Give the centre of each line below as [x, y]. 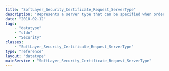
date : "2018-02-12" [26, 19]
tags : [11, 24]
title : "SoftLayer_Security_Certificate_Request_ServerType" [71, 10]
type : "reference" [24, 51]
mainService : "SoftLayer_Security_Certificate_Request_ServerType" [78, 61]
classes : [14, 42]
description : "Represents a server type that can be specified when [78, 14]
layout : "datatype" [26, 56]
